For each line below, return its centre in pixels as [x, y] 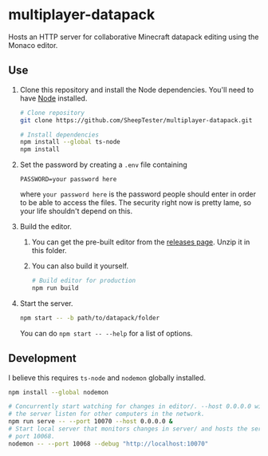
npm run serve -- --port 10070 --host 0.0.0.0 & [91, 422]
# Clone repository [52, 113]
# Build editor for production [84, 281]
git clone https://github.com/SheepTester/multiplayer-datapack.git [136, 120]
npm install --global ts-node [70, 142]
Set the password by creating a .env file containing [103, 165]
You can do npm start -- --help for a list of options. [106, 333]
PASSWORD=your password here [68, 180]
